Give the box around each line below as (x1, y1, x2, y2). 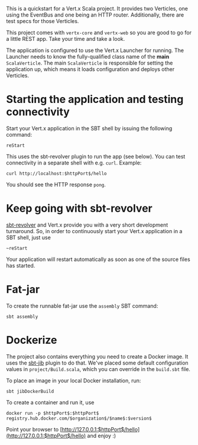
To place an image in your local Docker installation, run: (6, 377, 141, 384)
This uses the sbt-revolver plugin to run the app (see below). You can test (6, 153, 186, 160)
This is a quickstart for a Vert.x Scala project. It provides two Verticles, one (6, 5, 188, 12)
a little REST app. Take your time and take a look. (6, 36, 125, 42)
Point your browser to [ (6, 425, 62, 433)
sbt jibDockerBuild (6, 388, 54, 394)
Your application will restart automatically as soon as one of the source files (6, 256, 190, 263)
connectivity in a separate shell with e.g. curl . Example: (6, 159, 142, 166)
